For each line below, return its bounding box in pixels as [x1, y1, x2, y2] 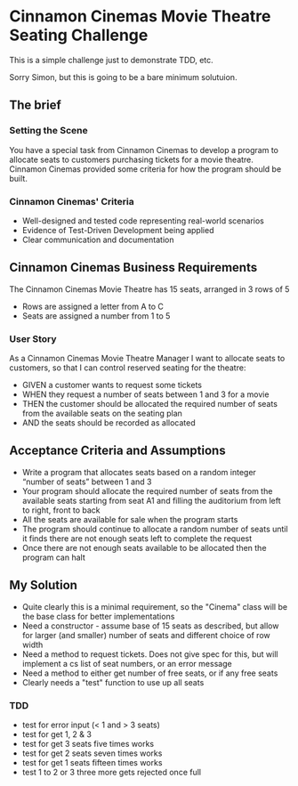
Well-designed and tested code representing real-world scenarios [21, 215, 264, 226]
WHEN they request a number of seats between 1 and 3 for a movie [21, 389, 270, 400]
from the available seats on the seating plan [21, 408, 182, 419]
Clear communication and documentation [21, 234, 174, 245]
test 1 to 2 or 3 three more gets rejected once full [21, 766, 202, 777]
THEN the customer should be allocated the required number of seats [21, 399, 278, 409]
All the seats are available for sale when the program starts [21, 514, 238, 524]
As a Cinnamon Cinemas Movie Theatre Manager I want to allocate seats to [9, 353, 286, 364]
